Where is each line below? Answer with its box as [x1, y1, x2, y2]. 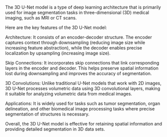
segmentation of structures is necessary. [5, 111, 90, 117]
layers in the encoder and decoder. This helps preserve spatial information [5, 65, 159, 71]
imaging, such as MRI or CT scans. [5, 15, 77, 20]
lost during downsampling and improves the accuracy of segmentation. [5, 70, 152, 76]
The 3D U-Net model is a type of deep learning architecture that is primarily [5, 4, 161, 10]
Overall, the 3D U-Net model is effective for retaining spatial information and [5, 121, 162, 126]
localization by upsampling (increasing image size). [5, 50, 111, 56]
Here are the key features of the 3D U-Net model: [5, 24, 107, 30]
